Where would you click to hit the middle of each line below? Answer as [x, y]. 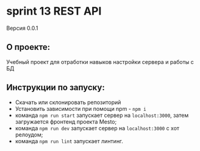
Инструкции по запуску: [55, 87]
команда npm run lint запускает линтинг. [69, 141]
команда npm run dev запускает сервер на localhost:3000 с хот [97, 128]
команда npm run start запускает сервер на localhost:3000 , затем [102, 115]
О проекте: [28, 47]
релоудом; [29, 135]
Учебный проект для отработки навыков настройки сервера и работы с [100, 61]
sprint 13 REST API [54, 11]
